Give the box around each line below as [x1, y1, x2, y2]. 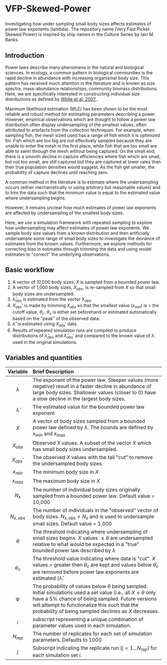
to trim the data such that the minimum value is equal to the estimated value [5, 189, 161, 195]
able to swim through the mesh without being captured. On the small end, [5, 148, 156, 154]
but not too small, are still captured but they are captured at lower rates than [5, 159, 161, 165]
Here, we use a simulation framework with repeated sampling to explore [5, 219, 153, 225]
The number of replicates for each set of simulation [32, 630, 153, 637]
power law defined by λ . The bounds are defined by [32, 424, 154, 431]
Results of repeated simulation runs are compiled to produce [12, 327, 137, 333]
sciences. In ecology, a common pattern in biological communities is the [5, 69, 153, 75]
